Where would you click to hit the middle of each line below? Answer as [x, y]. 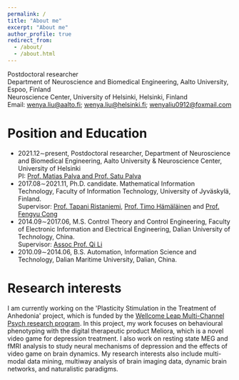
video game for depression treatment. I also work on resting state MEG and [118, 338]
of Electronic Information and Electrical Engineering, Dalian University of [124, 229]
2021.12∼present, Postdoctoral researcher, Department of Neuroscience [124, 153]
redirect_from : [30, 41]
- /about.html [35, 54]
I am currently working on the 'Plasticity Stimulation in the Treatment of [112, 308]
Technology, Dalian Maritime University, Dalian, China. [97, 259]
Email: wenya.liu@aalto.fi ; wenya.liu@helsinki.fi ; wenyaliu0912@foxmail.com [119, 104]
